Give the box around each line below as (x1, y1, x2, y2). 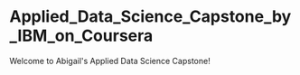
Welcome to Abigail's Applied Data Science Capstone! (9, 55, 211, 66)
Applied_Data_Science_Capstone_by (9, 6, 292, 27)
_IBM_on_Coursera (9, 25, 154, 46)
